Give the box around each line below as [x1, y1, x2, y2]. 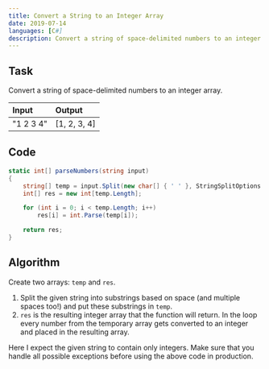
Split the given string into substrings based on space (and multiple [19, 292, 241, 302]
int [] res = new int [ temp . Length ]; [23, 189, 143, 197]
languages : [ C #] [8, 27, 63, 35]
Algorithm [8, 255, 60, 270]
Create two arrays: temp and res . [8, 277, 116, 287]
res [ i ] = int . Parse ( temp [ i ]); [37, 211, 139, 220]
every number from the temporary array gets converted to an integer [19, 318, 249, 328]
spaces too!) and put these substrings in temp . [19, 301, 173, 311]
